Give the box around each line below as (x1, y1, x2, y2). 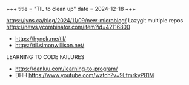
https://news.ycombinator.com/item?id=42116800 (6, 24, 130, 30)
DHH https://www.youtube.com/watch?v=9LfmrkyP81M (15, 72, 154, 78)
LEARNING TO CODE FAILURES (6, 53, 85, 60)
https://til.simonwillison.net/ (15, 42, 85, 49)
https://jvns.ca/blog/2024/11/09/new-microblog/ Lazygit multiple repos (6, 17, 184, 24)
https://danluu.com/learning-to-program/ (15, 65, 118, 72)
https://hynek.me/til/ (15, 35, 67, 42)
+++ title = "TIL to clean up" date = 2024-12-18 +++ (6, 5, 136, 12)
